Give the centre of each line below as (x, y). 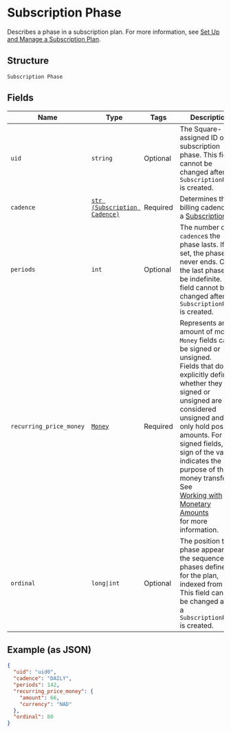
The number (200, 227)
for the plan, (199, 575)
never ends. (199, 261)
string (102, 158)
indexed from (201, 584)
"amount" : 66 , (40, 698)
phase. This (199, 154)
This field (195, 592)
